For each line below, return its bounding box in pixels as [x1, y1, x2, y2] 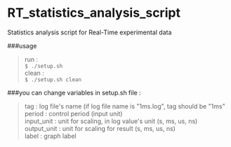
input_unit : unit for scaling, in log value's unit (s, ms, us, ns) [24, 117, 198, 125]
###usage [7, 41, 37, 50]
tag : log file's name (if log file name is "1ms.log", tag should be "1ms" [24, 101, 226, 110]
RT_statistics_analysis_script [7, 5, 181, 21]
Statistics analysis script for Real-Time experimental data [7, 28, 172, 36]
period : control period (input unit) [24, 109, 123, 118]
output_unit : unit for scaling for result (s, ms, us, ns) [24, 124, 176, 132]
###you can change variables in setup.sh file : [7, 88, 142, 97]
